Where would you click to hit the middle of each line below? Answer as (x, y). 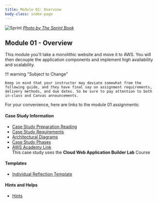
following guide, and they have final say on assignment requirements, (79, 87)
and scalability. (20, 65)
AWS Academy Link (32, 147)
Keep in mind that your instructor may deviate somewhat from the (73, 83)
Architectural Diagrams (35, 137)
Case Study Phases (31, 142)
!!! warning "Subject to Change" (37, 74)
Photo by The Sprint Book (48, 28)
